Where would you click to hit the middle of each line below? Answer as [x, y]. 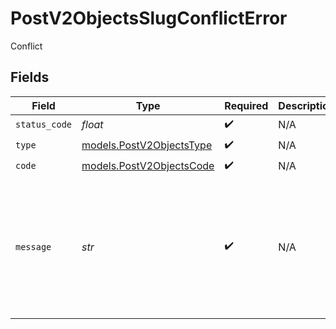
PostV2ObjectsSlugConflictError [149, 18]
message [33, 246]
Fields [30, 77]
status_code [44, 125]
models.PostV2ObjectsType [147, 145]
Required [246, 105]
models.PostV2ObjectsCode [148, 166]
